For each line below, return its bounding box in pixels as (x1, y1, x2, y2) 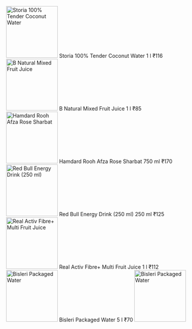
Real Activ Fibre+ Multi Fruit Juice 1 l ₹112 (58, 263, 159, 271)
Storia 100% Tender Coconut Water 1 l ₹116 (58, 53, 163, 59)
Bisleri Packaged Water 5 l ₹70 (58, 316, 134, 323)
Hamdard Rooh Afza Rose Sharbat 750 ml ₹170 (58, 158, 173, 165)
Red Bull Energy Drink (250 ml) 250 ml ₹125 (58, 211, 165, 217)
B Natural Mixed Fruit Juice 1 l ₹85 (58, 105, 142, 112)
